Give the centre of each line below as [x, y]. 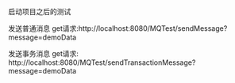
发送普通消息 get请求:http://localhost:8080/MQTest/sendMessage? [118, 28]
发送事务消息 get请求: [44, 53]
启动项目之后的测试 [40, 11]
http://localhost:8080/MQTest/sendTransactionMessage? [102, 62]
